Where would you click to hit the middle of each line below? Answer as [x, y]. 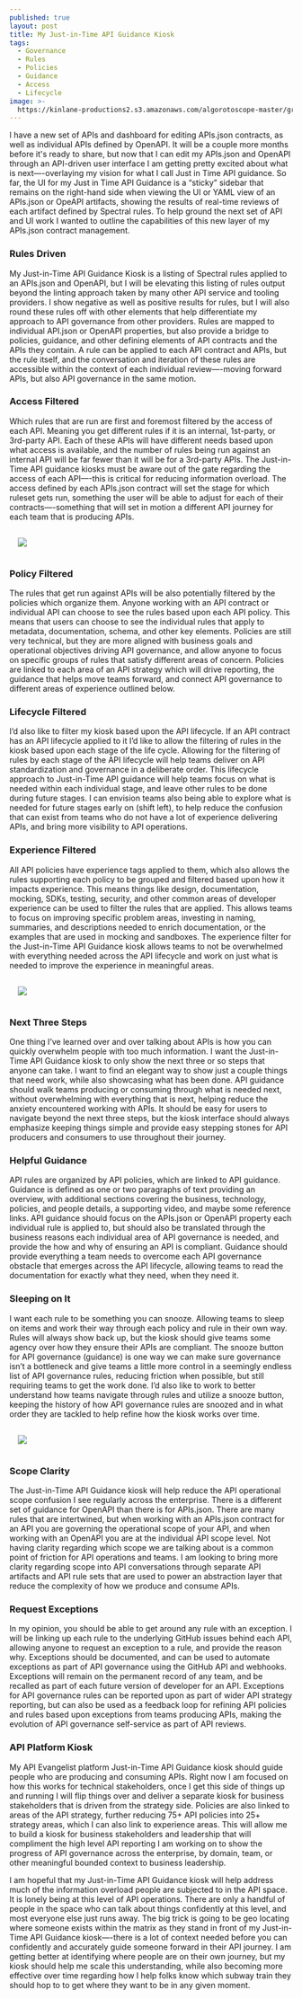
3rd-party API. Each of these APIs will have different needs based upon [142, 440]
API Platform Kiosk [51, 1747]
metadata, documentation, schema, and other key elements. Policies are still [151, 632]
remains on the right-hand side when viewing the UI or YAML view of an [142, 192]
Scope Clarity [40, 1471]
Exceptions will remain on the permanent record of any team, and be [136, 1676]
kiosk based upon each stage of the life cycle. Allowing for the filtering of [145, 750]
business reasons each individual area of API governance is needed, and [144, 1237]
